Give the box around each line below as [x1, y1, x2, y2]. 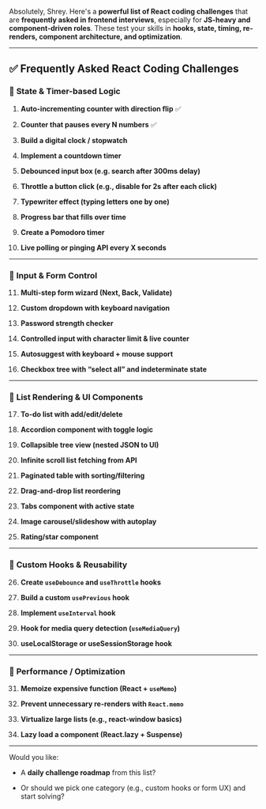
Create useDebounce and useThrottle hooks [20, 577, 161, 587]
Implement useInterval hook [20, 608, 116, 618]
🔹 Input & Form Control [9, 270, 98, 281]
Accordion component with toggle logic [20, 425, 153, 434]
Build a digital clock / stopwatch [20, 135, 128, 145]
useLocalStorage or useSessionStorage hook [20, 638, 173, 648]
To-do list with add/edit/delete [20, 410, 123, 419]
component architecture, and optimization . [39, 32, 183, 41]
